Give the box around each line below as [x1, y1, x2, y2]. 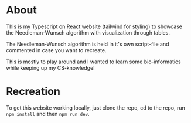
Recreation [6, 85, 60, 98]
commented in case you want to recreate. [6, 46, 107, 53]
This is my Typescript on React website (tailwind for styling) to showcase [6, 23, 183, 30]
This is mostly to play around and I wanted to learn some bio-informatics [6, 58, 182, 65]
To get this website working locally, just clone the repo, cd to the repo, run [6, 104, 186, 111]
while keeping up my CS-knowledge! [6, 64, 95, 71]
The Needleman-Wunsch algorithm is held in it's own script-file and [6, 40, 169, 47]
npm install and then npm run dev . [6, 110, 90, 117]
